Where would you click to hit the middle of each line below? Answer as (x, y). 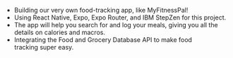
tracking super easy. (44, 47)
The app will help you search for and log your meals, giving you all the (116, 25)
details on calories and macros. (60, 32)
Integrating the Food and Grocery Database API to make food (103, 40)
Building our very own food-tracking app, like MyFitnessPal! (101, 10)
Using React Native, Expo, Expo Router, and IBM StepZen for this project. (120, 17)
